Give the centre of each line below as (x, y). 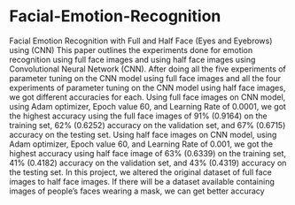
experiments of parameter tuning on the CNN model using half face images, (147, 87)
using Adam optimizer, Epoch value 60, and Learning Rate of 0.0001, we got (147, 106)
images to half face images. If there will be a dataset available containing (142, 181)
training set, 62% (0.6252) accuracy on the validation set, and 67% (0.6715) (147, 125)
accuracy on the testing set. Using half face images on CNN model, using (143, 134)
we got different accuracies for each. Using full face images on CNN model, (147, 97)
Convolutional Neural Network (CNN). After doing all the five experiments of (147, 69)
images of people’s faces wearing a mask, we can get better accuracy (137, 191)
